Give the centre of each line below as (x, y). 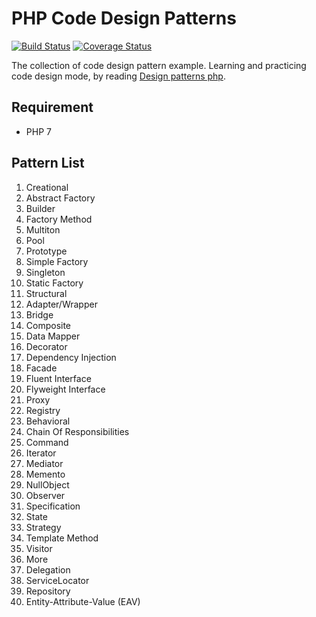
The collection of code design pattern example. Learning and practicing (159, 65)
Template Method (62, 538)
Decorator (46, 346)
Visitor (39, 548)
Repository (48, 591)
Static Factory (54, 283)
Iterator (41, 453)
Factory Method (59, 219)
